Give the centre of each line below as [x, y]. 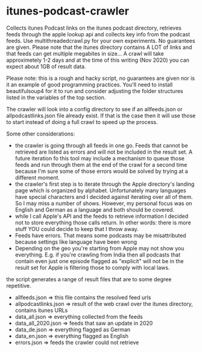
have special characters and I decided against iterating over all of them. [104, 197]
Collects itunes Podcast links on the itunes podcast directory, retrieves [94, 28]
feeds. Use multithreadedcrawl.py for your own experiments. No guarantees [101, 41]
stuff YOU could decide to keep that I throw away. [77, 229]
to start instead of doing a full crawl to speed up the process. [82, 122]
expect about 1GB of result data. [46, 66]
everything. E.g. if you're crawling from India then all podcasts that [98, 255]
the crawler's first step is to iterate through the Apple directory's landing [105, 184]
